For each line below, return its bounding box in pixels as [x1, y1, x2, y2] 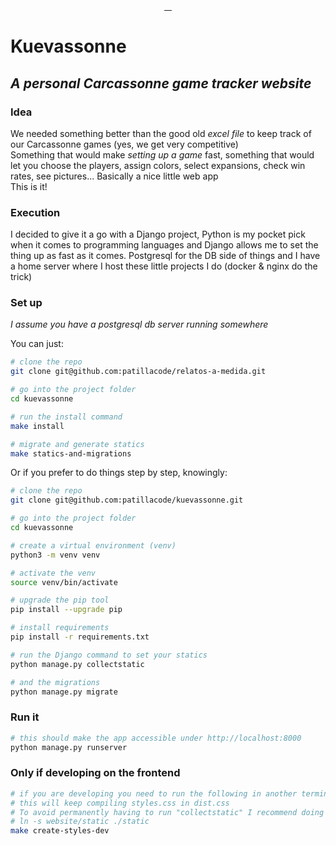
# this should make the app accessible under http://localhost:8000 [10, 733, 302, 743]
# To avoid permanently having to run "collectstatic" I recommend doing [10, 807, 325, 817]
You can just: [10, 338, 64, 350]
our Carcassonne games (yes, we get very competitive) [10, 138, 239, 150]
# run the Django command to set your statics [10, 650, 208, 660]
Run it [10, 710, 40, 724]
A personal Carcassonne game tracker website [10, 75, 312, 92]
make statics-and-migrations [10, 448, 132, 459]
